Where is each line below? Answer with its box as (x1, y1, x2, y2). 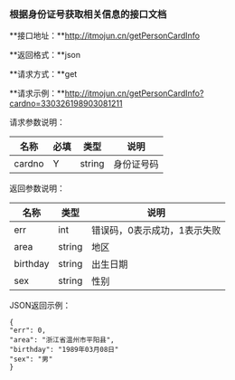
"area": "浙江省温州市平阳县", (9, 336, 115, 345)
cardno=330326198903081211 (9, 98, 123, 109)
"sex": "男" (9, 355, 53, 364)
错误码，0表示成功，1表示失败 (91, 224, 221, 237)
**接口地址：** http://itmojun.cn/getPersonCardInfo (9, 30, 201, 42)
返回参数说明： (9, 183, 65, 194)
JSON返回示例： (9, 300, 71, 311)
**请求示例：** (9, 88, 66, 99)
